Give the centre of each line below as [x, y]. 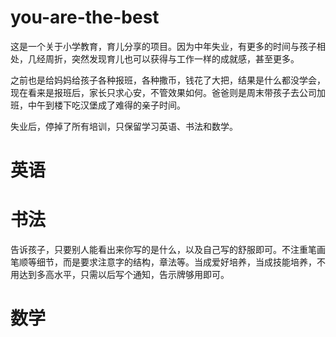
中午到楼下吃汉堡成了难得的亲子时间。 [106, 105]
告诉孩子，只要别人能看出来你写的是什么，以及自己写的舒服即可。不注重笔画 [168, 250]
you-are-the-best [85, 17]
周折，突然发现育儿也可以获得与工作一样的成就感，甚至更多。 [172, 58]
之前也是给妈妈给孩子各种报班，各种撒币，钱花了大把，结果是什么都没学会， [168, 80]
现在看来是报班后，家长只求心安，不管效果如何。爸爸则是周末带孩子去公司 [163, 92]
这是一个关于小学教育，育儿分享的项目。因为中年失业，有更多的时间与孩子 [163, 46]
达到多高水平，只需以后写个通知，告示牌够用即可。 [124, 275]
